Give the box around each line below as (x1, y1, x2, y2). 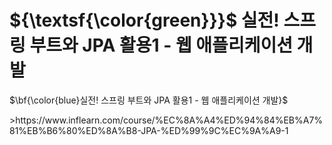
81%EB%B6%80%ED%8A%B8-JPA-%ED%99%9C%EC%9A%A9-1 (9, 124, 289, 136)
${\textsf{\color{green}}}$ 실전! (9, 9, 280, 32)
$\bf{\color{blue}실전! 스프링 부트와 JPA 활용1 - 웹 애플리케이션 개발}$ (9, 94, 289, 106)
